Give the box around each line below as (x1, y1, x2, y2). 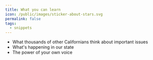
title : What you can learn (5, 7, 61, 12)
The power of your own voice (12, 50, 73, 56)
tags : (5, 21, 16, 26)
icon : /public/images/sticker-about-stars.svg (5, 12, 103, 17)
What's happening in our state (12, 44, 74, 50)
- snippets (9, 26, 32, 30)
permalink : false (5, 16, 41, 21)
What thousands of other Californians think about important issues (12, 39, 149, 45)
